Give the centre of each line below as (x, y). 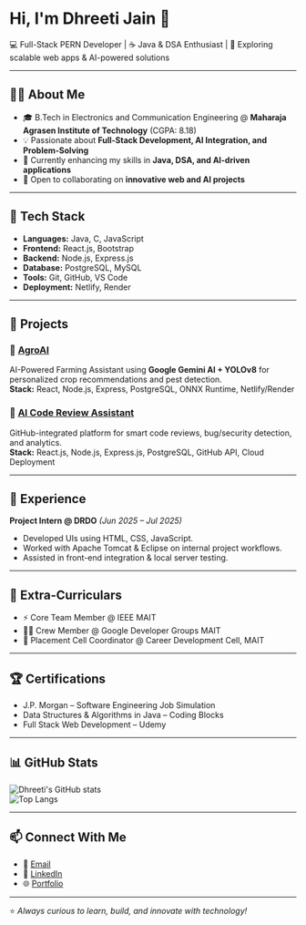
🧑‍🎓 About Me (47, 95)
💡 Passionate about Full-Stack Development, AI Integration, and (144, 139)
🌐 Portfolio (43, 883)
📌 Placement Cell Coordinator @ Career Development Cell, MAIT (143, 641)
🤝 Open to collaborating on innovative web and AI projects (134, 179)
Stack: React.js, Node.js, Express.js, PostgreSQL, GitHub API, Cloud (137, 452)
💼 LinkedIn (42, 873)
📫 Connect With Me (68, 838)
